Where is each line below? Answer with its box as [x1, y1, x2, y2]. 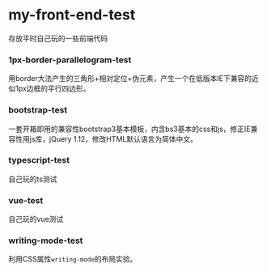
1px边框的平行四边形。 [15, 83, 91, 94]
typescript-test [8, 155, 70, 166]
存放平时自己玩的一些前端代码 [8, 33, 108, 43]
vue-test [8, 194, 44, 206]
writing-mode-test [8, 235, 83, 246]
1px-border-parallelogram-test [8, 54, 132, 66]
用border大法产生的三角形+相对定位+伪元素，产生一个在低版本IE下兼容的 [8, 74, 252, 83]
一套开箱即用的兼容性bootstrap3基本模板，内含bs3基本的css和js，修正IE [8, 124, 251, 134]
